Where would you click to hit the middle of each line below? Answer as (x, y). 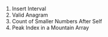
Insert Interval (29, 9)
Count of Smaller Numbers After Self (57, 21)
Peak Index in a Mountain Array (50, 27)
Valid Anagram (30, 15)
